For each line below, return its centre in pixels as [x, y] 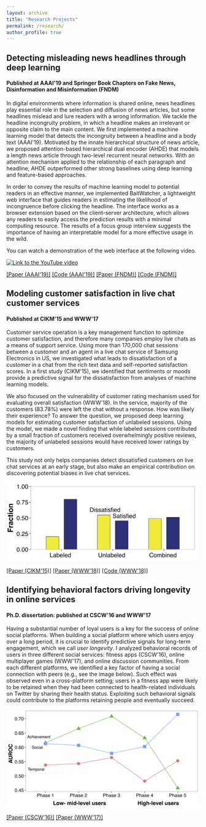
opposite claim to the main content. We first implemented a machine [93, 129]
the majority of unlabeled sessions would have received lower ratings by [98, 442]
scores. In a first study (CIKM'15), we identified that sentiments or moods [99, 371]
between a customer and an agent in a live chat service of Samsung [92, 352]
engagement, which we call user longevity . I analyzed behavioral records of [102, 648]
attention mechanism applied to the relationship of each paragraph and [96, 162]
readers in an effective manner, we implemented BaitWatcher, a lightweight [101, 193]
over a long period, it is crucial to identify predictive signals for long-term [99, 642]
